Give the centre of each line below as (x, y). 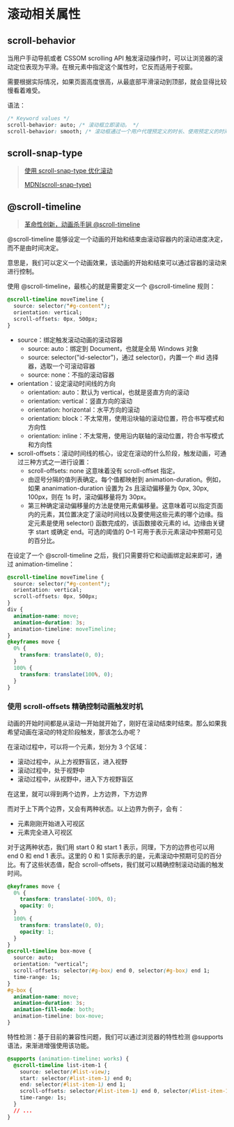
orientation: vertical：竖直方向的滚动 (80, 401)
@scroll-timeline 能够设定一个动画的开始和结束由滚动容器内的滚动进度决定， (117, 239)
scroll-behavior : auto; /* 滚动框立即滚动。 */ (73, 125)
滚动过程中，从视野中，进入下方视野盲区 (75, 779)
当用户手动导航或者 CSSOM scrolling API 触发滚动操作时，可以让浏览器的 (112, 58)
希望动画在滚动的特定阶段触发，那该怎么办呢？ (74, 732)
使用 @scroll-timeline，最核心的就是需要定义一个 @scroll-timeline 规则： (111, 286)
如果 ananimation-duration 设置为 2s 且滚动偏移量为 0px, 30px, (118, 488)
